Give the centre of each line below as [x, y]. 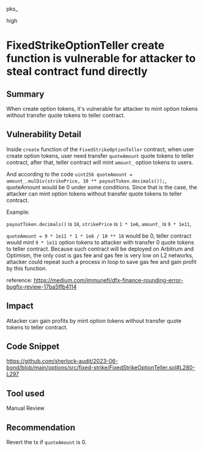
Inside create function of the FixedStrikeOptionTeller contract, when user [100, 149]
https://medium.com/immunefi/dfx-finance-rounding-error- [108, 280]
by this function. [27, 268]
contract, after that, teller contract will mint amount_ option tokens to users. [100, 162]
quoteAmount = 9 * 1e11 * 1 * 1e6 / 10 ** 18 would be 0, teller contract [99, 236]
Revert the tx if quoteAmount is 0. [47, 442]
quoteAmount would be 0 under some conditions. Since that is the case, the [102, 187]
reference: [19, 280]
